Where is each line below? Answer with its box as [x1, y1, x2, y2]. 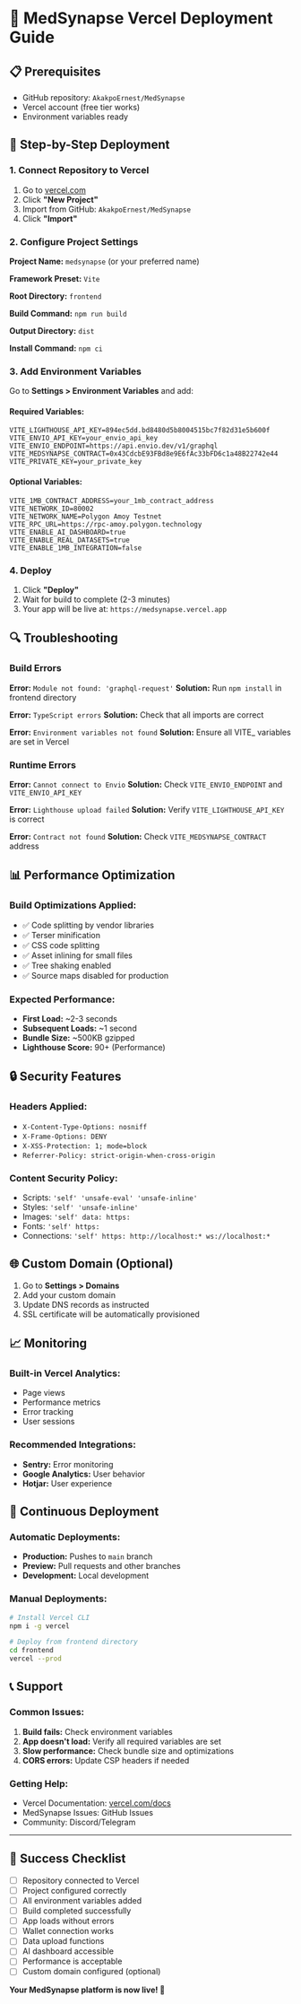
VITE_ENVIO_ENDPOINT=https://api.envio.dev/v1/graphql [9, 441, 219, 451]
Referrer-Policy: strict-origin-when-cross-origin [21, 1151, 216, 1160]
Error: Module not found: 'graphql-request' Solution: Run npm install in [9, 682, 282, 693]
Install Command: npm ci [9, 343, 103, 353]
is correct [9, 814, 45, 824]
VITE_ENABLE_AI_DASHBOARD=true [9, 527, 126, 536]
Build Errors [9, 662, 62, 675]
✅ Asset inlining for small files [21, 950, 133, 961]
